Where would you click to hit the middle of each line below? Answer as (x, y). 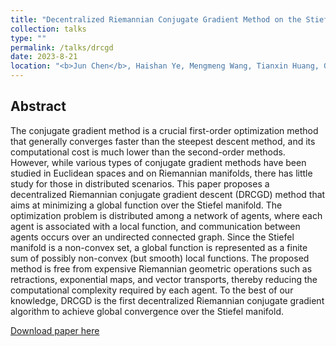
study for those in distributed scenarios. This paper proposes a (140, 183)
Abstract (38, 106)
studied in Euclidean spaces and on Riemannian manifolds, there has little (161, 173)
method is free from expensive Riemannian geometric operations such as (161, 268)
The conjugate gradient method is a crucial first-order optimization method (164, 130)
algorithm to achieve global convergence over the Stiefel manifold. (147, 311)
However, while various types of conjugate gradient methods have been (158, 162)
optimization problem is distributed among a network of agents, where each (166, 215)
